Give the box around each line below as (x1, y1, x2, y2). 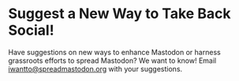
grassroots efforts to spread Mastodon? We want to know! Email (8, 56, 217, 65)
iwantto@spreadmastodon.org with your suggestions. (8, 64, 183, 73)
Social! (8, 21, 54, 39)
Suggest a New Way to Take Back (8, 5, 231, 23)
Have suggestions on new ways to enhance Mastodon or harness (8, 47, 221, 57)
